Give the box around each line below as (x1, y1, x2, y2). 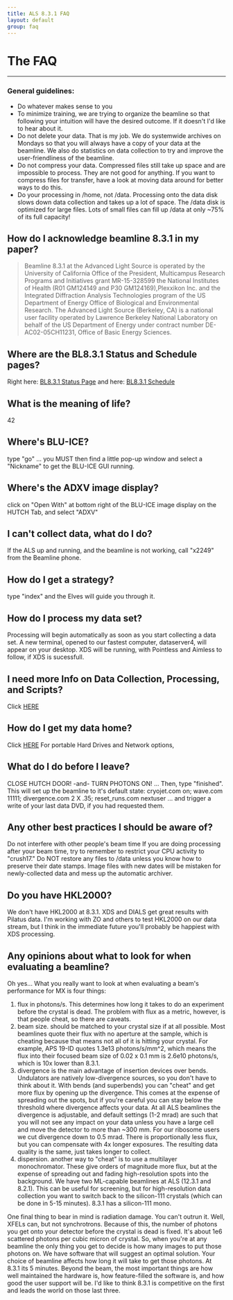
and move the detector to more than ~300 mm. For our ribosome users (17, 1125, 220, 1134)
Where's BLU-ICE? (7, 436, 89, 448)
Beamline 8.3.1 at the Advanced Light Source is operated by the (24, 262, 206, 271)
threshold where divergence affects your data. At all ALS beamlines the (17, 1103, 221, 1111)
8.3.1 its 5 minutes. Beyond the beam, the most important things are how (7, 1264, 214, 1272)
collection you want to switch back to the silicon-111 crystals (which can (17, 1191, 223, 1200)
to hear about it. (17, 124, 63, 132)
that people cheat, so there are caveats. (17, 1014, 132, 1023)
